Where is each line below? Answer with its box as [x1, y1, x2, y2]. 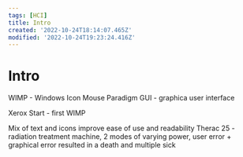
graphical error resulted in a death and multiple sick [8, 141, 176, 150]
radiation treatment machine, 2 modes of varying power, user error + [8, 132, 232, 141]
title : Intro [8, 19, 51, 27]
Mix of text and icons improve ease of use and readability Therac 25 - [8, 123, 235, 133]
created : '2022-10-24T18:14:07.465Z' [8, 26, 133, 34]
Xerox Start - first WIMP [8, 108, 86, 118]
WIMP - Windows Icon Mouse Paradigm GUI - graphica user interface [8, 93, 235, 103]
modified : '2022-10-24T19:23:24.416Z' [8, 33, 136, 42]
